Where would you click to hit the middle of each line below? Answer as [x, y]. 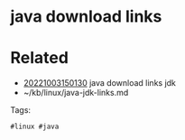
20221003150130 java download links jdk [100, 83]
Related [39, 58]
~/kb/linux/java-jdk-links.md [76, 93]
